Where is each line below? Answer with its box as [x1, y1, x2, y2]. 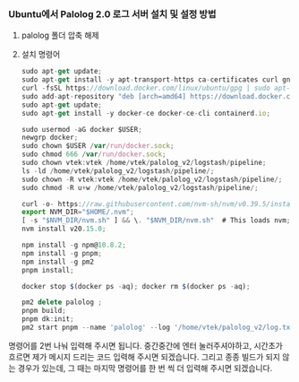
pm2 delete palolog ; [21, 298, 102, 307]
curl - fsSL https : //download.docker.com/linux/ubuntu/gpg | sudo [21, 83, 270, 93]
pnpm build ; [21, 307, 66, 316]
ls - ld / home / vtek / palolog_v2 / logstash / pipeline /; [21, 166, 215, 176]
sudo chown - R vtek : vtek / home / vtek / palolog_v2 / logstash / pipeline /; [21, 175, 283, 184]
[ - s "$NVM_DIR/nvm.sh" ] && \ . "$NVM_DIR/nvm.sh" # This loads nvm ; [21, 216, 291, 225]
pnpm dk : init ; [21, 315, 74, 324]
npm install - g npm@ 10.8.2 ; [21, 240, 126, 250]
